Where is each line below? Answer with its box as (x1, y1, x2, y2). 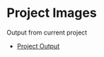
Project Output (16, 42, 60, 50)
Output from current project (6, 28, 88, 37)
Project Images (6, 5, 97, 21)
